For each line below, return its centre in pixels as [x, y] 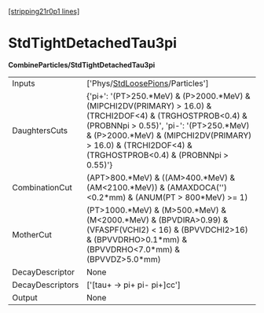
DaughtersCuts [40, 131]
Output [25, 297]
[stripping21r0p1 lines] [44, 11]
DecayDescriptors [46, 285]
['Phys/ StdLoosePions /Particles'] [148, 83]
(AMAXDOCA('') [197, 187]
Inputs [24, 83]
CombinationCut [42, 187]
